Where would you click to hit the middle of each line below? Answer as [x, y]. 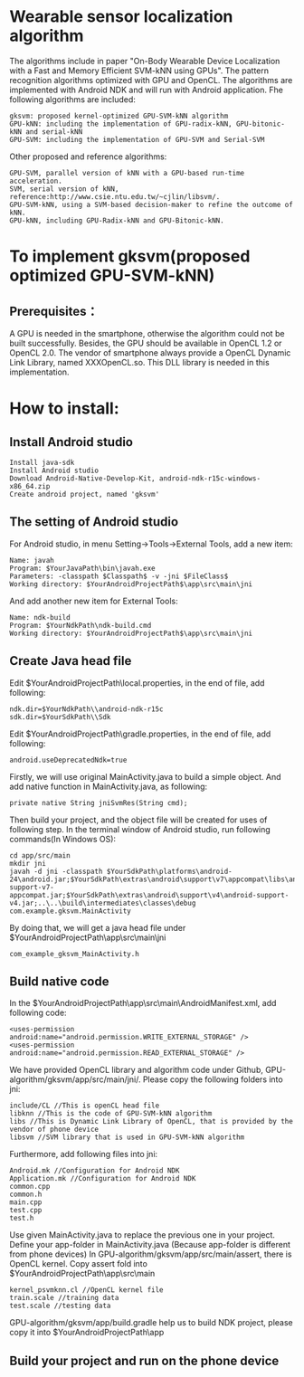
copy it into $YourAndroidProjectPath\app [87, 1333]
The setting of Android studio [94, 522]
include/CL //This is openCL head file [85, 1106]
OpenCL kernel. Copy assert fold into [78, 1264]
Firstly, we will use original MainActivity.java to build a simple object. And [146, 776]
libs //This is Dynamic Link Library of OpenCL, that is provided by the [152, 1122]
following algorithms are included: [72, 99]
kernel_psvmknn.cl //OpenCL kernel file [87, 1290]
